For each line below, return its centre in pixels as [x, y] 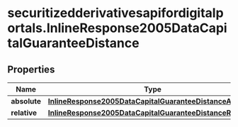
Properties [31, 69]
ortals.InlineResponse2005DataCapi [118, 28]
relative [24, 113]
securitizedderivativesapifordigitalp [116, 13]
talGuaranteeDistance [73, 43]
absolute [26, 101]
